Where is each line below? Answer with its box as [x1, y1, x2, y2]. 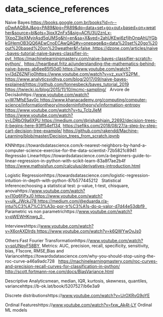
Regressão [5, 152, 27, 158]
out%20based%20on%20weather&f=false [5, 45, 91, 51]
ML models [5, 307, 28, 313]
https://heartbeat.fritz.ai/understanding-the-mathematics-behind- [24, 61, 156, 67]
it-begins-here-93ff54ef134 [5, 122, 61, 128]
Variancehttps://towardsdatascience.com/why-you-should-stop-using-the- [5, 253, 156, 259]
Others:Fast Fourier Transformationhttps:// [5, 237, 90, 243]
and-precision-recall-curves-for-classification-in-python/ [5, 263, 120, 269]
